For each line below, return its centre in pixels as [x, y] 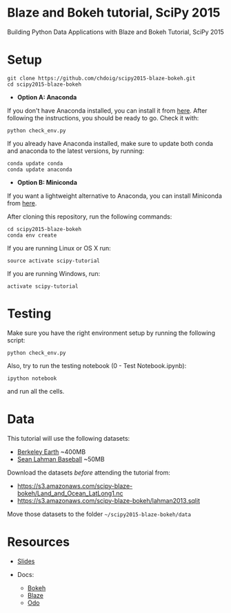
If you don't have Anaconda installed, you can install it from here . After [107, 110]
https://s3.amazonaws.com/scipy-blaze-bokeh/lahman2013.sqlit [108, 500]
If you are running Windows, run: [54, 273]
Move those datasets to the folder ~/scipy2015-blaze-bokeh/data [99, 514]
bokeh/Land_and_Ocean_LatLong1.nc [70, 493]
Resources [39, 542]
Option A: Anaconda [47, 97]
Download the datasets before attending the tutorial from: [89, 473]
